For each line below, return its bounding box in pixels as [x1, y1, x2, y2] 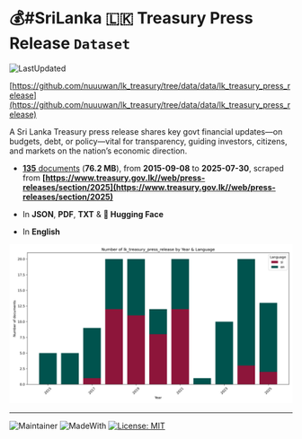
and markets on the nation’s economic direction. [9, 145, 188, 156]
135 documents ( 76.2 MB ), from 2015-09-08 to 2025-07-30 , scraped [22, 162, 285, 173]
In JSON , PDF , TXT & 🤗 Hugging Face [22, 208, 164, 219]
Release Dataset [9, 33, 130, 54]
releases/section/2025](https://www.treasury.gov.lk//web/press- [22, 181, 276, 192]
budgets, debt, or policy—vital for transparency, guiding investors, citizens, [9, 136, 288, 146]
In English [22, 226, 60, 237]
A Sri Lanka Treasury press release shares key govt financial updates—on [9, 126, 283, 136]
